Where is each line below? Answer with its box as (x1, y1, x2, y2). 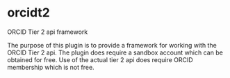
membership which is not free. (7, 63, 95, 71)
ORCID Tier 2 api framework (7, 28, 88, 36)
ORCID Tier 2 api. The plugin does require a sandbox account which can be (7, 48, 224, 57)
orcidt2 (7, 5, 50, 21)
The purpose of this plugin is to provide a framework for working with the (7, 41, 217, 49)
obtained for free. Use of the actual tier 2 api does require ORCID (7, 55, 193, 64)
